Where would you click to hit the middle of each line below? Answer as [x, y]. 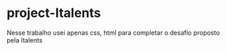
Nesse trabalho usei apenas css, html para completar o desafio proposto [113, 33]
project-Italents [54, 13]
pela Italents [25, 40]
